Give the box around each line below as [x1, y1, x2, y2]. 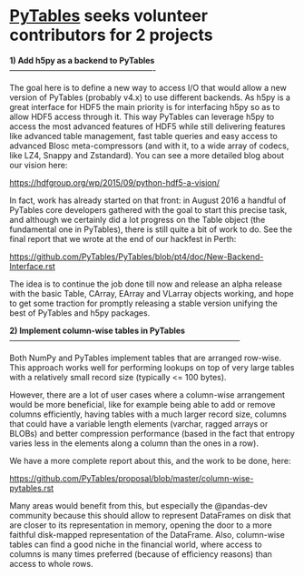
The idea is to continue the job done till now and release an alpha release [9, 278, 283, 289]
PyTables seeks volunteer [9, 5, 209, 26]
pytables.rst [9, 482, 54, 493]
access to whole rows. [9, 558, 93, 569]
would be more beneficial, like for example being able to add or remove [9, 399, 276, 409]
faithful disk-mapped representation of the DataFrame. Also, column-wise [9, 529, 286, 540]
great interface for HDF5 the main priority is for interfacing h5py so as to [9, 101, 280, 112]
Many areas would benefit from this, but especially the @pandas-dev [9, 500, 268, 510]
